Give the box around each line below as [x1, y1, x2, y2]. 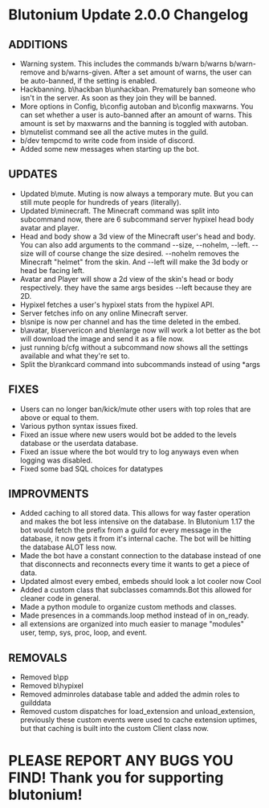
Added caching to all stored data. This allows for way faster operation [19, 508, 251, 518]
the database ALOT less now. [19, 542, 117, 552]
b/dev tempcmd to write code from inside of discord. [19, 136, 195, 145]
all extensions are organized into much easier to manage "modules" [19, 619, 245, 629]
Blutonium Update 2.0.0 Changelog [8, 6, 249, 24]
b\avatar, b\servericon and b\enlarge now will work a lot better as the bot [19, 325, 261, 335]
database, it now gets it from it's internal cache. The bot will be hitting [19, 534, 251, 544]
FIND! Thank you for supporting [8, 769, 224, 787]
